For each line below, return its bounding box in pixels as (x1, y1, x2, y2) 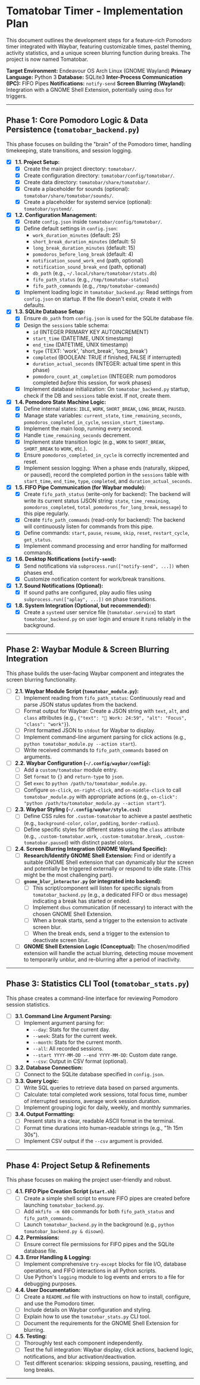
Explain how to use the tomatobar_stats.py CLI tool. (23, 1313, 151, 1320)
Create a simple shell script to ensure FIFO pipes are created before (23, 1194, 190, 1202)
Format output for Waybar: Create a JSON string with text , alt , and (23, 707, 189, 714)
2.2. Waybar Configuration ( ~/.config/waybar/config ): (14, 760, 151, 767)
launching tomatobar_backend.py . (23, 1201, 105, 1209)
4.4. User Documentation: (14, 1287, 81, 1293)
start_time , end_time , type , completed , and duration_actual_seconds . (23, 478, 192, 485)
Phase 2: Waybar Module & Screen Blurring (6, 645, 170, 655)
